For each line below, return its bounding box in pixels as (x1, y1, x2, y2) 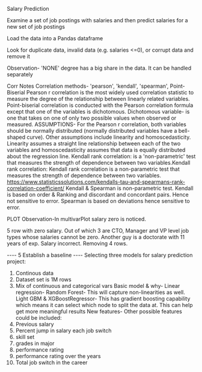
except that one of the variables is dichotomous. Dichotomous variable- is (7, 108, 190, 115)
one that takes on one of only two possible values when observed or (7, 114, 177, 121)
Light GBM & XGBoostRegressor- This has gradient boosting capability (15, 295, 191, 302)
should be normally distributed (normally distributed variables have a (7, 127, 177, 134)
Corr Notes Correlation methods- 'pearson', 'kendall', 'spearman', (7, 82, 169, 90)
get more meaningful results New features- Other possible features (15, 308, 182, 315)
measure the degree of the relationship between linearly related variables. (7, 96, 190, 102)
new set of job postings (7, 23, 66, 30)
